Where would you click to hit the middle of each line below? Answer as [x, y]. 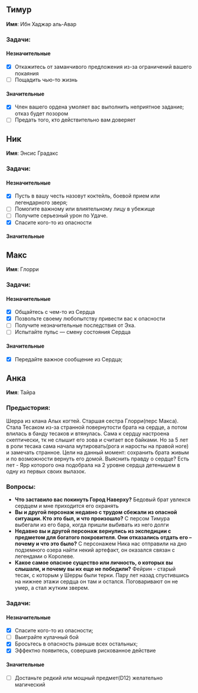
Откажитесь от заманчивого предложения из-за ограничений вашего [103, 66]
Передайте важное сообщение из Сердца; [69, 359]
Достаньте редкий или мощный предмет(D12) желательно [89, 678]
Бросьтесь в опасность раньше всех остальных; [76, 644]
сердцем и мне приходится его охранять [67, 506]
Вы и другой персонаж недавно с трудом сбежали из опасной [96, 512]
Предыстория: [28, 408]
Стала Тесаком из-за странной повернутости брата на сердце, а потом [97, 427]
